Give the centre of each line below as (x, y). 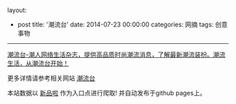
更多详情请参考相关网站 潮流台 (51, 78)
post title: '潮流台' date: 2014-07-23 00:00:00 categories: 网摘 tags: (116, 24)
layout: (17, 10)
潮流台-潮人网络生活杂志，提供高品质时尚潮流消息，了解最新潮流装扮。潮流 (117, 54)
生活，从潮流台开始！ (38, 63)
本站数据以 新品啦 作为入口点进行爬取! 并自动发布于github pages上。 (107, 93)
